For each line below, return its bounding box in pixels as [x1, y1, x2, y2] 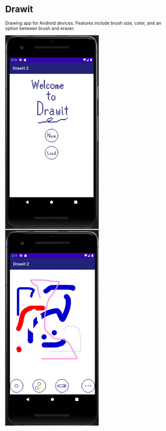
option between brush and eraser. [5, 25, 75, 31]
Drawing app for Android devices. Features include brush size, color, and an [5, 20, 162, 26]
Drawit [5, 3, 33, 15]
